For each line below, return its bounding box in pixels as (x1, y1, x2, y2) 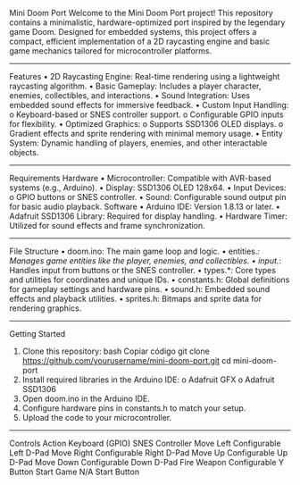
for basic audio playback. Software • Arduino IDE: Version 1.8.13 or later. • (9, 201, 281, 212)
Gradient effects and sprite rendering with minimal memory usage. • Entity (9, 129, 283, 138)
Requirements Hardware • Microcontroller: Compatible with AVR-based (9, 173, 271, 183)
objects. (9, 147, 39, 157)
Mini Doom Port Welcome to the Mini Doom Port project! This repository (9, 8, 274, 18)
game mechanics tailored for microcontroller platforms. (9, 46, 212, 56)
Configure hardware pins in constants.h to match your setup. (21, 403, 246, 414)
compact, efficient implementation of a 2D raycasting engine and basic (9, 36, 271, 46)
